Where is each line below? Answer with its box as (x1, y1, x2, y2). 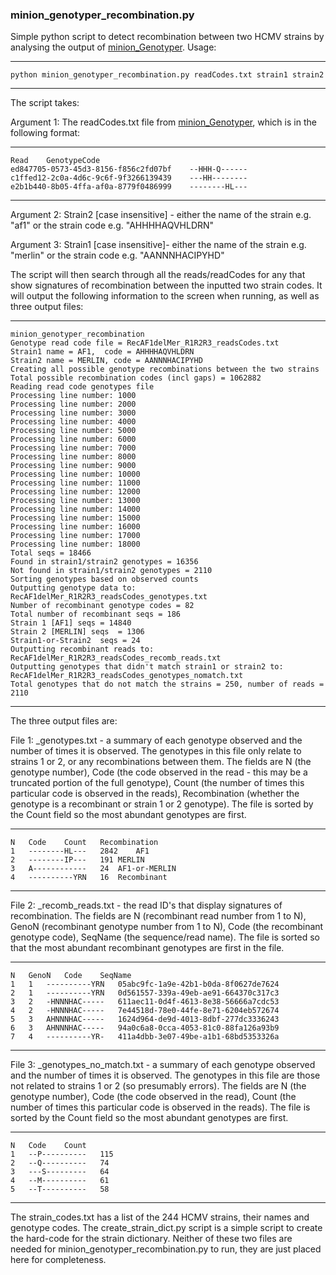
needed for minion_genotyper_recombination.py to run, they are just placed (10, 1243, 322, 1255)
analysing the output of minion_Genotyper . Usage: (10, 41, 217, 53)
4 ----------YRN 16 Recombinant (10, 873, 168, 883)
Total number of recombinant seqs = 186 (10, 609, 182, 620)
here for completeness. (10, 1254, 107, 1266)
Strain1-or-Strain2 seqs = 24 (10, 636, 141, 646)
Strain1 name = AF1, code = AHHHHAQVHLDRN (10, 347, 195, 357)
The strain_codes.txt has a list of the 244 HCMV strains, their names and (10, 1211, 310, 1223)
